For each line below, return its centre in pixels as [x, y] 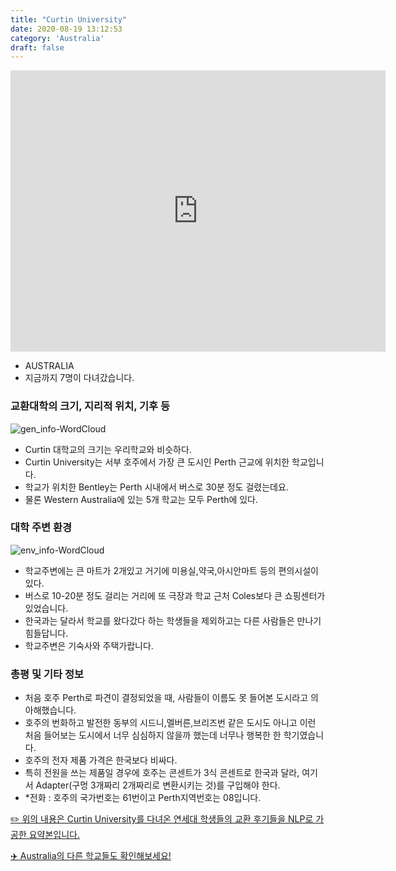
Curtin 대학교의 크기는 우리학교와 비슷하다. [108, 449]
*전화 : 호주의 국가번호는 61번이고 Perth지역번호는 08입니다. [143, 798]
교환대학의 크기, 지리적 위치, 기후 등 [90, 406]
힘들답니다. [46, 633]
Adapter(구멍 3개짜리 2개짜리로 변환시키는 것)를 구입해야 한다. [158, 785]
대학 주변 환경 [41, 528]
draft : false [37, 47]
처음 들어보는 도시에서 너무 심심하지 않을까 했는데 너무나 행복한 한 [153, 735]
